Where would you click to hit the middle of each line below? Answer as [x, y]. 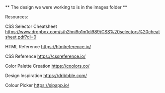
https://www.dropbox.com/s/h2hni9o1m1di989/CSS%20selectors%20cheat [82, 32]
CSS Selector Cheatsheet [31, 26]
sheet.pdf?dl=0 [21, 37]
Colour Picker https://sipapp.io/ [37, 85]
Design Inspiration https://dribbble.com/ [46, 76]
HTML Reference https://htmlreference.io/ [48, 46]
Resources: [17, 17]
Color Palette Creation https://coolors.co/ [47, 66]
